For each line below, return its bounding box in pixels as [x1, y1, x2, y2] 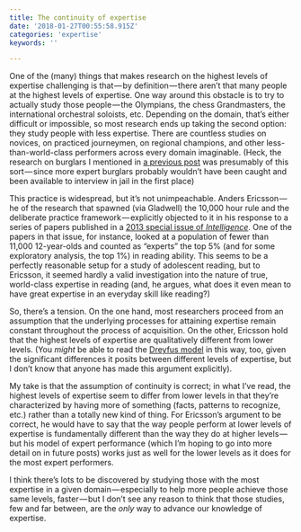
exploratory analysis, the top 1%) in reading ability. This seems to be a [9, 251, 269, 262]
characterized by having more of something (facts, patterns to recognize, [9, 400, 281, 411]
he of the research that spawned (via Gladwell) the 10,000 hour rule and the [9, 203, 290, 214]
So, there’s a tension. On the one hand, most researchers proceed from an [9, 306, 284, 317]
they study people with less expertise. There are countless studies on [9, 128, 267, 139]
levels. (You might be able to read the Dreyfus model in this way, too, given [9, 344, 287, 355]
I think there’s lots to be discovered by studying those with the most [9, 474, 260, 485]
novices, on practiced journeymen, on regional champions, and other [9, 137, 265, 148]
